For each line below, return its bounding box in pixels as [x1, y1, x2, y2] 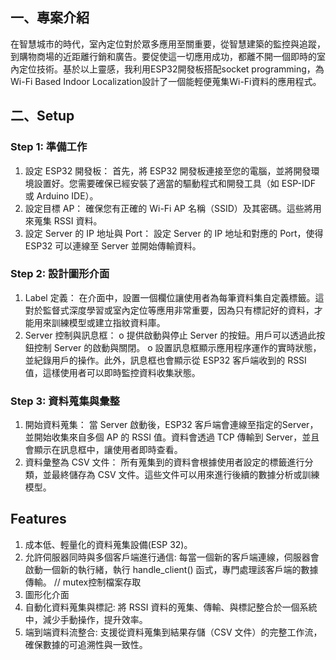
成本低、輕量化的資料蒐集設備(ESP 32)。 [24, 538, 193, 550]
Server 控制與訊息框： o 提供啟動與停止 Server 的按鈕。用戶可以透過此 [24, 329, 317, 341]
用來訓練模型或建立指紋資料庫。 [33, 316, 166, 328]
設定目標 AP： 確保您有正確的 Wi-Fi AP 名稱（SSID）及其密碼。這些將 [24, 202, 313, 214]
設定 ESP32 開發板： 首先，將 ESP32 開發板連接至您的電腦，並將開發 [24, 164, 312, 177]
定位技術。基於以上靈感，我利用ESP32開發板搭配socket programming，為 [18, 63, 325, 75]
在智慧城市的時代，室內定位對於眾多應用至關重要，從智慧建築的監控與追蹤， [10, 38, 326, 50]
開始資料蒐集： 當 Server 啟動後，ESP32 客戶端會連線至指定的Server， [24, 419, 319, 431]
